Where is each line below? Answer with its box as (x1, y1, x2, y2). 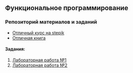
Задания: (5, 46, 26, 52)
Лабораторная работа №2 (12, 62, 67, 68)
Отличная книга (12, 35, 46, 41)
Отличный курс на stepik (12, 29, 65, 36)
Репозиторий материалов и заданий (5, 19, 98, 25)
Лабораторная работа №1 (12, 57, 67, 63)
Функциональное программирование (5, 4, 129, 12)
